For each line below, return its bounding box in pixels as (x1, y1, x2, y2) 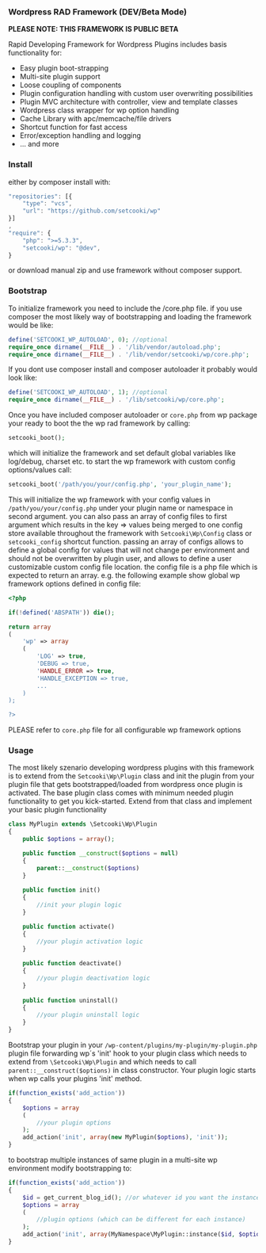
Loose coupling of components (19, 80, 122, 90)
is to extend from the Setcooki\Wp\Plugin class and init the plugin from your (8, 771, 255, 781)
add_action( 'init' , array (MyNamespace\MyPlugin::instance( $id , (22, 1231, 236, 1239)
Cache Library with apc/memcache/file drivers (19, 114, 172, 124)
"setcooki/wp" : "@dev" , (22, 244, 101, 252)
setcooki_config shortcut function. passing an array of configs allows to (8, 537, 244, 546)
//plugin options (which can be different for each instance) (36, 1216, 246, 1224)
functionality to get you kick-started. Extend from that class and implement (8, 796, 253, 806)
